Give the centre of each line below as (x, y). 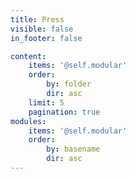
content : (28, 56)
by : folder (69, 84)
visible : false (42, 29)
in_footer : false (46, 38)
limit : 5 (46, 102)
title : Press (37, 19)
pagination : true (64, 112)
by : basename (73, 149)
